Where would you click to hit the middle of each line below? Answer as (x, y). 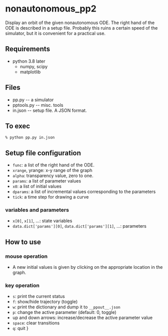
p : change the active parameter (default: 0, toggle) (64, 312)
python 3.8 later (29, 61)
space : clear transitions (36, 323)
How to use (23, 242)
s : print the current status (39, 296)
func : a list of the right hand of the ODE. (53, 165)
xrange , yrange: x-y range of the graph (52, 171)
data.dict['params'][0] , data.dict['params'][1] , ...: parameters (79, 226)
